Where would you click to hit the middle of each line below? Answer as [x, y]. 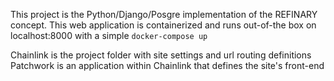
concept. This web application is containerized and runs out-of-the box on [163, 25]
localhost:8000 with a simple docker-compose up [109, 35]
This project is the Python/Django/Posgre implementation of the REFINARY [164, 14]
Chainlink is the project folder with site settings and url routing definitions [161, 55]
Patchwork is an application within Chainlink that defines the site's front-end [167, 65]
